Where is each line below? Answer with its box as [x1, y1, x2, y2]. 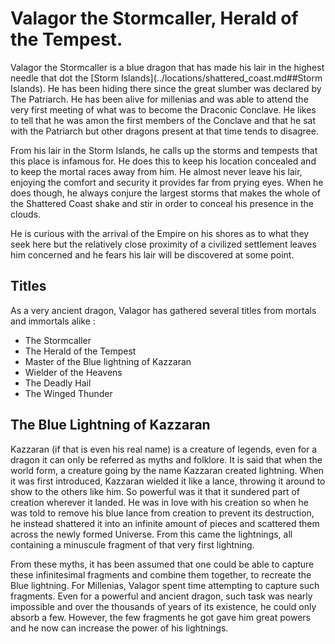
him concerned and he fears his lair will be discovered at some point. [10, 248, 295, 261]
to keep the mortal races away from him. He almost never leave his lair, [10, 165, 303, 177]
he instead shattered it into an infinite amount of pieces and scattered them [10, 517, 320, 529]
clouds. [10, 208, 42, 220]
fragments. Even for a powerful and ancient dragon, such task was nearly [10, 590, 313, 602]
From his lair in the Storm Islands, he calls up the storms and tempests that [10, 144, 318, 156]
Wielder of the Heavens [24, 366, 123, 378]
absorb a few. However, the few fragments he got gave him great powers [10, 611, 311, 623]
